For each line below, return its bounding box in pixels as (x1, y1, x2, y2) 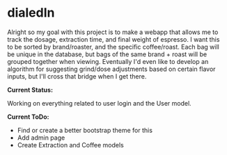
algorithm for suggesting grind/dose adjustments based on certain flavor (7, 65, 216, 73)
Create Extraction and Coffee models (17, 140, 124, 149)
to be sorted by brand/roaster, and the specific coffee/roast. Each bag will (7, 42, 219, 51)
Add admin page (17, 133, 65, 142)
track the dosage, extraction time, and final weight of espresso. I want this (7, 35, 220, 43)
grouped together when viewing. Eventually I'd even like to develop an (7, 57, 209, 65)
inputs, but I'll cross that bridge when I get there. (7, 72, 147, 81)
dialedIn (7, 5, 55, 21)
